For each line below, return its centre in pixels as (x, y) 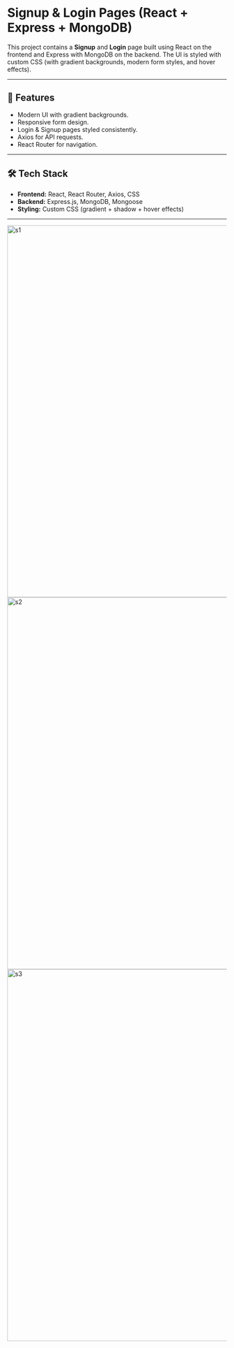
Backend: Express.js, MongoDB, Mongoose (80, 201)
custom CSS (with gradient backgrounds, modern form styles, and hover (111, 61)
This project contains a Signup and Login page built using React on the (110, 47)
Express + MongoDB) (70, 28)
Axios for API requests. (50, 137)
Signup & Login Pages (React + (98, 13)
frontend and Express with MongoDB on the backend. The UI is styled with (114, 54)
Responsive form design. (53, 122)
